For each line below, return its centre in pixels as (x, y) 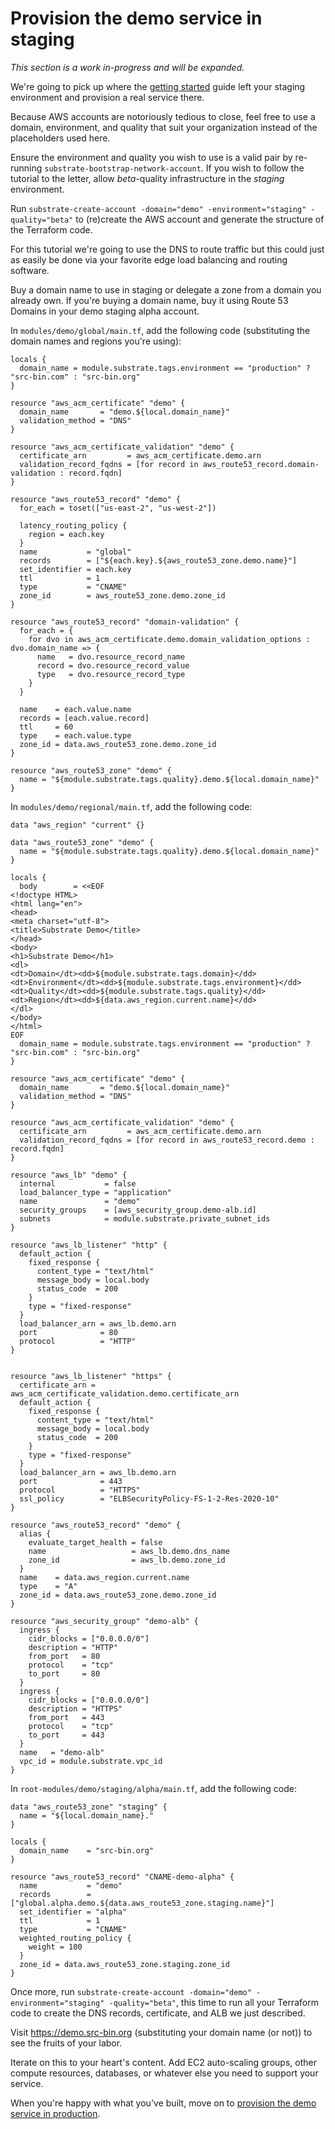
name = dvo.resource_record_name (111, 657)
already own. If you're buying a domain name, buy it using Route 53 (149, 300)
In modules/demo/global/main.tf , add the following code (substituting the (160, 330)
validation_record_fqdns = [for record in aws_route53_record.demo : (167, 1140)
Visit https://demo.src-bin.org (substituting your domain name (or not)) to (161, 2032)
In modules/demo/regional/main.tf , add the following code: (131, 806)
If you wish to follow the (255, 168)
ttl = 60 (46, 727)
